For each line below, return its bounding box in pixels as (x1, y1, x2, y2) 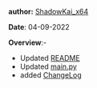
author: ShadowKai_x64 (8, 7, 89, 16)
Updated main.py (19, 62, 78, 71)
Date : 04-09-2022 (8, 22, 70, 31)
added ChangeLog (19, 70, 82, 79)
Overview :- (8, 38, 46, 47)
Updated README (19, 54, 80, 62)
